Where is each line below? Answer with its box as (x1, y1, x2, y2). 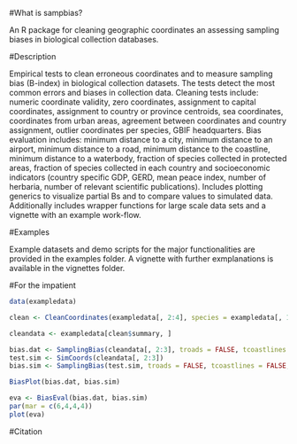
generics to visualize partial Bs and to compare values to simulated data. (9, 191, 274, 201)
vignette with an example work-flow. (9, 210, 141, 220)
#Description (9, 51, 57, 61)
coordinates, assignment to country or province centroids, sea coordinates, (9, 106, 284, 116)
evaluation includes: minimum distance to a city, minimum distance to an (9, 135, 273, 144)
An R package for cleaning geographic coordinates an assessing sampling (9, 25, 280, 35)
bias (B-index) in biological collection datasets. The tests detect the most (9, 78, 276, 88)
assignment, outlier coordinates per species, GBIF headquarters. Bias (9, 125, 263, 136)
